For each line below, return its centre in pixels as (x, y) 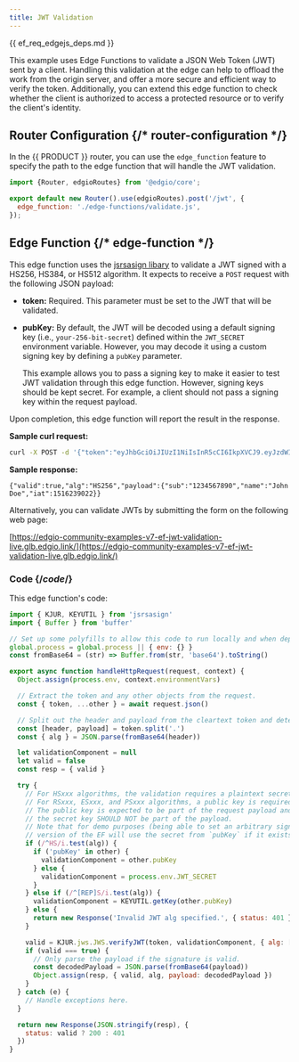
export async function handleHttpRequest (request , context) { (127, 672)
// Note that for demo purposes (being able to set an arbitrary (149, 827)
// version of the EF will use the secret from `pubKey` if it (145, 835)
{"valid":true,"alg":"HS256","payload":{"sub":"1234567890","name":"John (149, 486)
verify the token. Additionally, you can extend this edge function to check (143, 88)
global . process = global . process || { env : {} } (101, 647)
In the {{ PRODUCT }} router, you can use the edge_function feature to (138, 157)
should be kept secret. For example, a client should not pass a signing (150, 392)
